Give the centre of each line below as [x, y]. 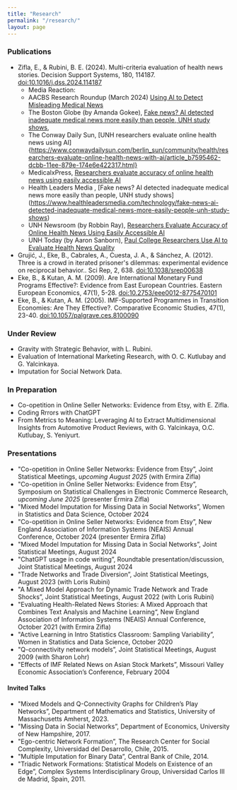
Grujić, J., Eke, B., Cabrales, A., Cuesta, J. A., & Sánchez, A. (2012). [115, 255]
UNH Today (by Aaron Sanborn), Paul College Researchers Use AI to [128, 240]
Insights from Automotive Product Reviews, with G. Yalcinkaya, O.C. [116, 428]
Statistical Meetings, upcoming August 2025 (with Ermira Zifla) [109, 476]
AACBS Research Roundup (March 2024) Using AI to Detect [116, 97]
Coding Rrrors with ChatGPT [59, 413]
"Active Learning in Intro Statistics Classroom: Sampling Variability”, [116, 634]
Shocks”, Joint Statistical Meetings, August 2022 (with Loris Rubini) [116, 597]
